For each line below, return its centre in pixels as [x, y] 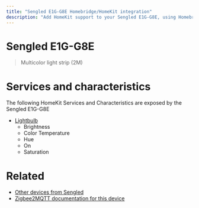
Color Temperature [46, 133]
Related [25, 176]
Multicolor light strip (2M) [52, 63]
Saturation [36, 152]
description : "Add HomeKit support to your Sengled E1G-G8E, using [91, 17]
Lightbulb [26, 121]
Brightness [37, 127]
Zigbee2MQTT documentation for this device [70, 199]
